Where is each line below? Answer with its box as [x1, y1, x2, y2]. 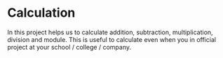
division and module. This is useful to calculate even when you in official [7, 35, 216, 43]
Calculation [7, 5, 76, 21]
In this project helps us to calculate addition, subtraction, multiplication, [7, 28, 213, 36]
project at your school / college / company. [7, 43, 132, 51]
